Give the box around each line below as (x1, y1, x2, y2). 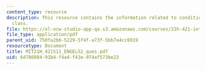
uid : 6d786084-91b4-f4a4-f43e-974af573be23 (6, 54, 120, 60)
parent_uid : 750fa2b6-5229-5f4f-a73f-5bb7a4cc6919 (6, 37, 139, 43)
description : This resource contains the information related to (6, 15, 177, 21)
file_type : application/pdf (6, 32, 78, 38)
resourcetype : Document (6, 43, 67, 49)
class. (12, 20, 29, 26)
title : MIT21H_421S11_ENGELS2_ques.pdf (6, 49, 109, 55)
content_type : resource (6, 9, 67, 15)
